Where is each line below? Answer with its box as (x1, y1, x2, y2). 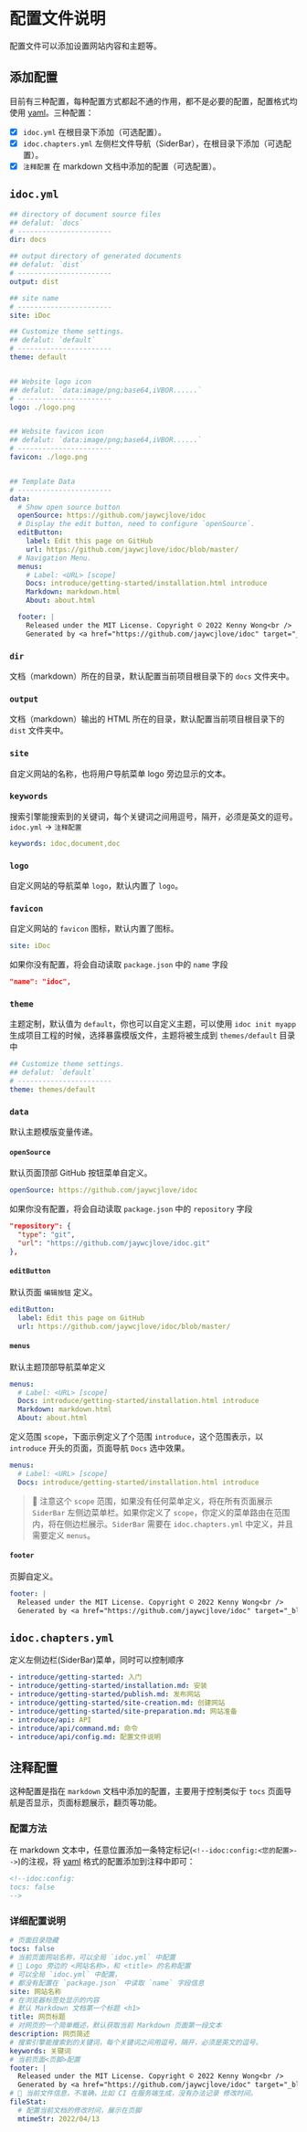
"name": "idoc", (9, 977, 71, 987)
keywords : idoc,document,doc (9, 839, 121, 848)
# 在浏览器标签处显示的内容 (9, 1995, 101, 2005)
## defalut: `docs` (9, 218, 84, 227)
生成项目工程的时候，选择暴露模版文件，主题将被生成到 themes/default (9, 1029, 278, 1041)
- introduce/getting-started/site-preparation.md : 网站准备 (9, 1706, 238, 1715)
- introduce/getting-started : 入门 (9, 1673, 143, 1682)
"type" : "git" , (17, 1230, 76, 1240)
